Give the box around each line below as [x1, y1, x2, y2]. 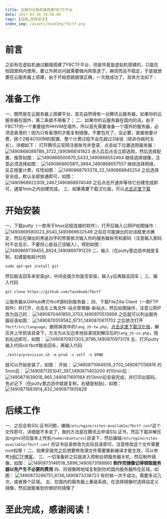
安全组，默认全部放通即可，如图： [5, 173, 75, 180]
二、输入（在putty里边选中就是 [91, 248, 156, 254]
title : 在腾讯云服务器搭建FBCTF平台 [5, 7, 73, 12]
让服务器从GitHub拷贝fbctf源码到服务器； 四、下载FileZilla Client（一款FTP [5, 299, 159, 305]
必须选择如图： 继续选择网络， [9, 161, 158, 167]
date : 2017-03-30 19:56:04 [5, 12, 61, 17]
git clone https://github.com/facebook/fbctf [5, 289, 101, 294]
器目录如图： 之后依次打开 [5, 317, 143, 323]
